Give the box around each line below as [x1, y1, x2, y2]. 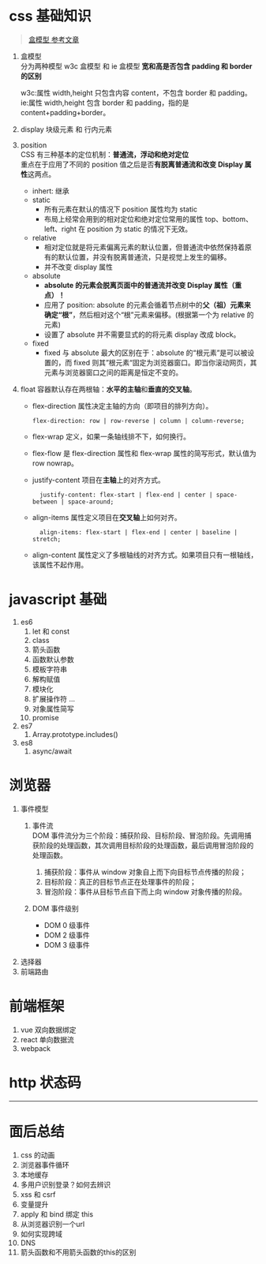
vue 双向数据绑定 [20, 1025, 77, 1034]
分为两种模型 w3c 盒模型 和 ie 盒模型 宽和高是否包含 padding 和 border [20, 61, 253, 71]
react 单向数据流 [20, 1034, 74, 1044]
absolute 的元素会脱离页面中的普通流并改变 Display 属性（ [43, 280, 235, 290]
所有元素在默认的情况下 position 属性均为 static [43, 204, 198, 214]
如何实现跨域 [20, 1228, 62, 1239]
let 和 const [32, 626, 70, 636]
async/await [32, 746, 73, 756]
